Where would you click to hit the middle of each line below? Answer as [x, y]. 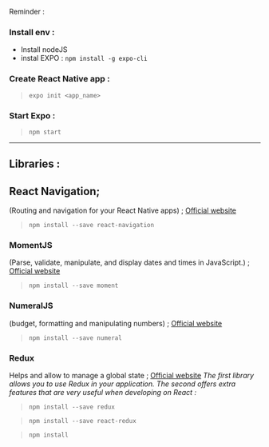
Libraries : [35, 164]
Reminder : [27, 12]
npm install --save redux [71, 407]
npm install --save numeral [75, 338]
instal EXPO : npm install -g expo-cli [84, 58]
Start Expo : [32, 115]
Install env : [32, 32]
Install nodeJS [44, 50]
